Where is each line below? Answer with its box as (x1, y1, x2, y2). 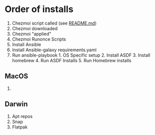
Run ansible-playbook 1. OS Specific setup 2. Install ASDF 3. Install (12, 52, 150, 58)
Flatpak (12, 124, 28, 130)
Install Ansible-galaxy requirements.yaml (12, 47, 97, 53)
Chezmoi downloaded (12, 25, 58, 31)
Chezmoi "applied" (12, 31, 51, 37)
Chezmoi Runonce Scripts (12, 36, 66, 42)
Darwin (5, 100, 28, 108)
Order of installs (5, 4, 73, 15)
